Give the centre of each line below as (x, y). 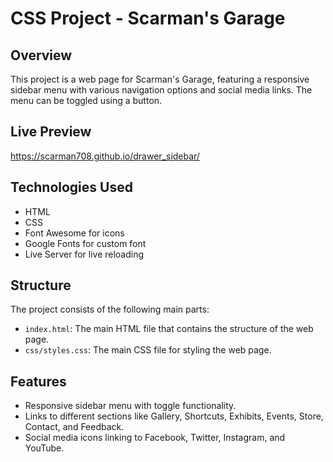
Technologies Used (71, 187)
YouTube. (44, 448)
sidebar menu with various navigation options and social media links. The (161, 90)
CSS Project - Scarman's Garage (148, 18)
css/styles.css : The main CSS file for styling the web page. (148, 350)
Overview (41, 55)
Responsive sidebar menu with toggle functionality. (130, 406)
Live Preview (51, 132)
